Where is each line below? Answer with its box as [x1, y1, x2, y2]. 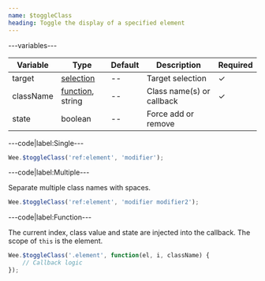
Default [110, 59, 140, 70]
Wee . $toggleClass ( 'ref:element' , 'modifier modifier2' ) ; [8, 198, 200, 206]
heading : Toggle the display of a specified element [8, 19, 185, 27]
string [61, 96, 83, 107]
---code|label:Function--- [8, 212, 92, 222]
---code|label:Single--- [8, 138, 84, 148]
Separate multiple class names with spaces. [8, 183, 151, 193]
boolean [61, 113, 92, 124]
